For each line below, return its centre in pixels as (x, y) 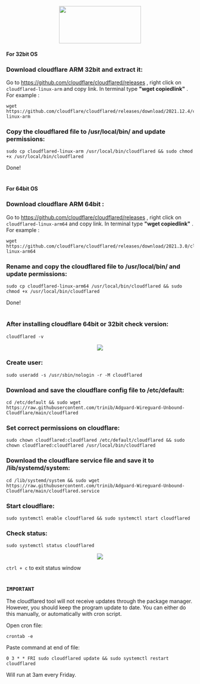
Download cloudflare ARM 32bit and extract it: (74, 69)
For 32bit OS (22, 54)
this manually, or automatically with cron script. (64, 613)
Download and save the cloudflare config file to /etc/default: (95, 390)
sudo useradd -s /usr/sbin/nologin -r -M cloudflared (74, 375)
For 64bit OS (22, 189)
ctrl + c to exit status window (44, 568)
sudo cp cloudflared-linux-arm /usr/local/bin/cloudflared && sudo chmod (100, 152)
